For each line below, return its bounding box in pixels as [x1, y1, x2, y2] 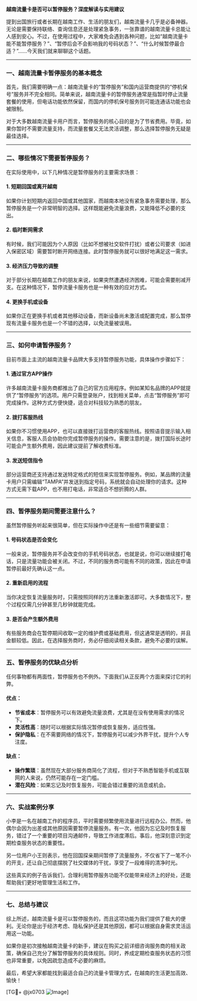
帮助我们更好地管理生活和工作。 [6, 879, 83, 886]
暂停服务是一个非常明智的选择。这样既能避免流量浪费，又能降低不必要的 [6, 205, 181, 212]
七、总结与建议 [6, 901, 49, 909]
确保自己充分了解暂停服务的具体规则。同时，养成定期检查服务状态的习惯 [16, 949, 191, 956]
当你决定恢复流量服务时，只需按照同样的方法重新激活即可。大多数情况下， [6, 594, 186, 601]
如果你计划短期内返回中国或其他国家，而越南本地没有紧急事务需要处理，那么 [6, 197, 191, 204]
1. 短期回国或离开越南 [6, 183, 57, 190]
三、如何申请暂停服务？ [6, 341, 72, 349]
